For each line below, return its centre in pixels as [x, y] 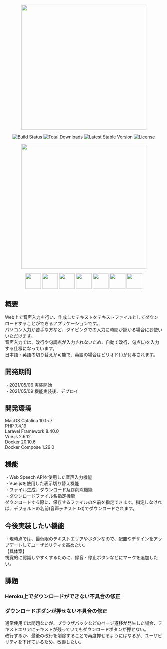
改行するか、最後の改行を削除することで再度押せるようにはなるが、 [75, 635]
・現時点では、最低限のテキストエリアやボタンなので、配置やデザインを [79, 539]
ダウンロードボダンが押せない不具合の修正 [56, 611]
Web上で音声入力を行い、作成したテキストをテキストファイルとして [75, 317]
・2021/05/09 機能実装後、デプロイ [42, 391]
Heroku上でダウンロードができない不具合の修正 [63, 596]
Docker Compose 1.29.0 [30, 447]
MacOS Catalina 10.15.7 [29, 421]
